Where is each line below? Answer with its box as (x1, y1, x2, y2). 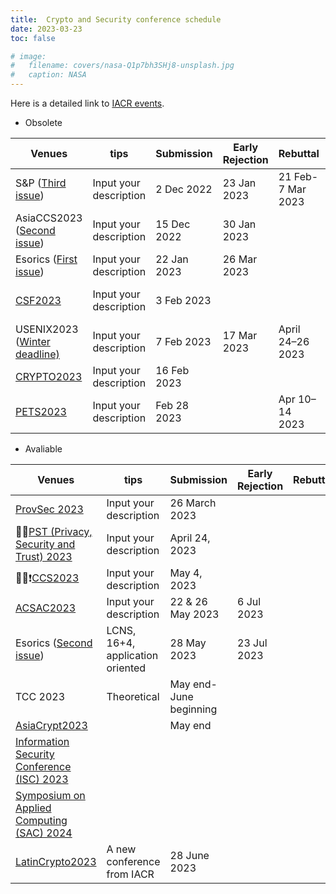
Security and (15, 537, 76, 551)
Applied (15, 801, 52, 815)
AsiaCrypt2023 (15, 719, 88, 732)
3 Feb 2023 (155, 294, 212, 307)
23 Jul (237, 636, 268, 650)
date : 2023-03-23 (10, 24, 83, 34)
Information (15, 735, 70, 748)
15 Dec (155, 217, 191, 231)
